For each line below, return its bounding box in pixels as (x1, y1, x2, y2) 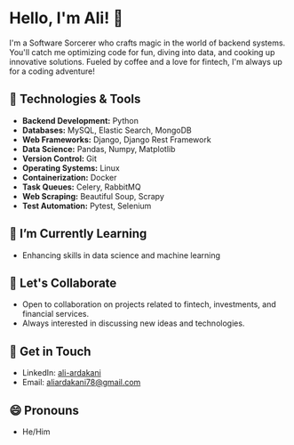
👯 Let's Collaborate (9, 275, 117, 290)
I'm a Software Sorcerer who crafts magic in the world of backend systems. (9, 37, 286, 48)
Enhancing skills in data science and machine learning (21, 249, 220, 261)
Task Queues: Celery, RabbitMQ (21, 182, 141, 192)
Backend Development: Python (21, 115, 139, 125)
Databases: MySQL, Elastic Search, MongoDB (21, 125, 193, 135)
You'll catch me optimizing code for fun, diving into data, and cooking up (9, 46, 275, 57)
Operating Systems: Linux (21, 162, 120, 173)
